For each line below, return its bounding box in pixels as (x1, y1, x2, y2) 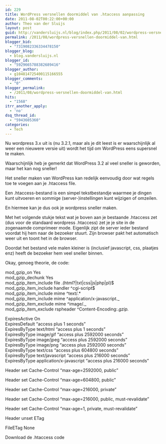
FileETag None (5, 425, 35, 431)
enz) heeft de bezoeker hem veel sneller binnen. (5, 250, 104, 256)
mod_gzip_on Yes (5, 269, 41, 275)
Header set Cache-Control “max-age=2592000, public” (5, 367, 119, 373)
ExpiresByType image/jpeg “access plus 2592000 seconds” (5, 337, 127, 343)
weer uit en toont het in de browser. (5, 235, 78, 241)
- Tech (9, 127, 23, 132)
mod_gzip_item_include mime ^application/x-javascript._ (5, 296, 120, 302)
